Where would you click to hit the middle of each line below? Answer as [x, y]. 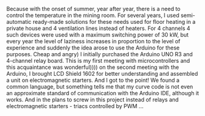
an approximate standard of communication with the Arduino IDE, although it [103, 93]
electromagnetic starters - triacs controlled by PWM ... [75, 106]
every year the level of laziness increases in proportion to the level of [93, 41]
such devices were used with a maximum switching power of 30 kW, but [98, 35]
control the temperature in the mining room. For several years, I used [93, 15]
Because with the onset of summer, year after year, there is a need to [93, 9]
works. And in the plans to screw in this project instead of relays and [93, 100]
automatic [19, 22]
